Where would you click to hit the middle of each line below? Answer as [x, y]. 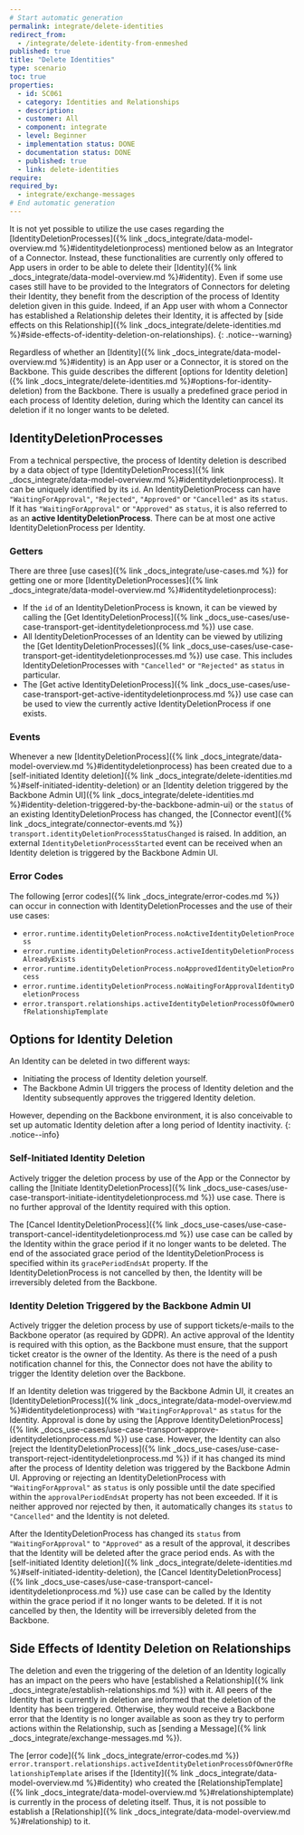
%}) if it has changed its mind [230, 1458]
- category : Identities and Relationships [99, 102]
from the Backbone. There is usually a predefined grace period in [166, 390]
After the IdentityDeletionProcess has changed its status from [125, 1533]
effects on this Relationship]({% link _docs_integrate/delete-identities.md [146, 325]
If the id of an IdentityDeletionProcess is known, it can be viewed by [150, 607]
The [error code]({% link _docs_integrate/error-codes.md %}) [124, 1755]
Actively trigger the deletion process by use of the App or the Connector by [150, 1177]
